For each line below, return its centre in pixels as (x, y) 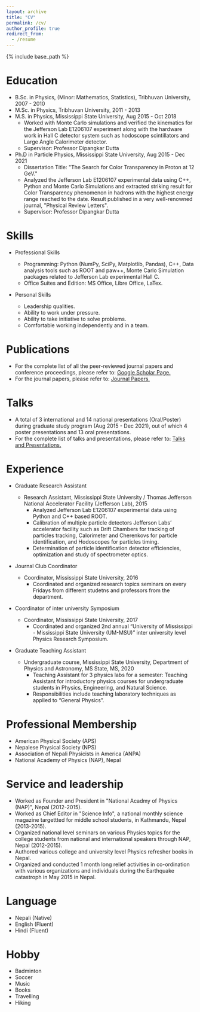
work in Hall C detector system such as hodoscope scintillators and (107, 135)
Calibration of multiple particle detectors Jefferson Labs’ (102, 522)
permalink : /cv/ (26, 23)
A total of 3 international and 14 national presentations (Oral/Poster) (98, 419)
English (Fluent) (34, 924)
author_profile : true (33, 28)
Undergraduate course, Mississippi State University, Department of (106, 662)
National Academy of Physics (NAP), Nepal (68, 760)
